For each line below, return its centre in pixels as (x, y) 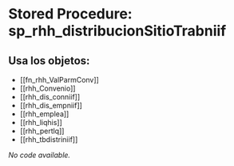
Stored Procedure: (71, 14)
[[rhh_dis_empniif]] (51, 105)
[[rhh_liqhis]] (41, 122)
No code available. (39, 155)
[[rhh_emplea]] (44, 114)
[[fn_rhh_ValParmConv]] (59, 80)
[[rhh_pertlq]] (42, 131)
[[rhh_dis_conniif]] (50, 97)
